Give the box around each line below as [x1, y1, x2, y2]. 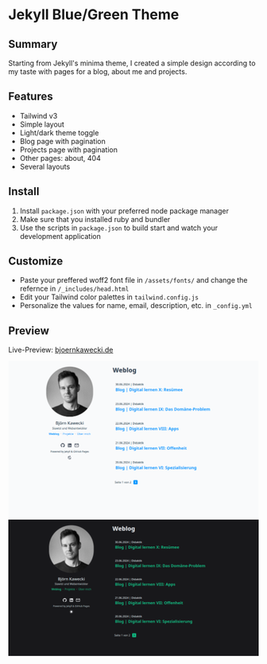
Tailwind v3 [19, 111, 58, 120]
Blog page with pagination [19, 136, 106, 146]
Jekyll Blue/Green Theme [8, 6, 180, 24]
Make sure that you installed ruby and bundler [19, 214, 171, 224]
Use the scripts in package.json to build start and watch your [19, 223, 219, 232]
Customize [8, 255, 64, 268]
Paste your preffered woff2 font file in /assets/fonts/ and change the [19, 275, 248, 285]
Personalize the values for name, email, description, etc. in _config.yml [19, 301, 253, 311]
